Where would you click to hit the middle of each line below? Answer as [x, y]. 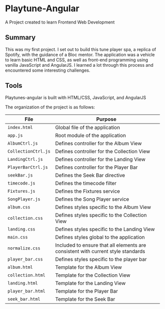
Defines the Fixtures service [88, 191]
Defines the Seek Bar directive [90, 175]
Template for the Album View [89, 267]
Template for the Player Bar [87, 291]
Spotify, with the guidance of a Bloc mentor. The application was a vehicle [80, 54]
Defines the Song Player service [92, 199]
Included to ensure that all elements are [101, 245]
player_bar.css [25, 259]
